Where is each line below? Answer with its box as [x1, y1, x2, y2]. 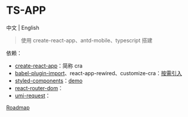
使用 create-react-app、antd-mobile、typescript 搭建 [20, 36, 153, 44]
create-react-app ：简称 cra [14, 62, 83, 69]
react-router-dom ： [14, 84, 64, 91]
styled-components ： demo [14, 77, 83, 84]
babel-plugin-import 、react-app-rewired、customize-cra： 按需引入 [14, 69, 182, 76]
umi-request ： [14, 92, 51, 99]
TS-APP [6, 4, 47, 17]
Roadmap [6, 104, 30, 111]
